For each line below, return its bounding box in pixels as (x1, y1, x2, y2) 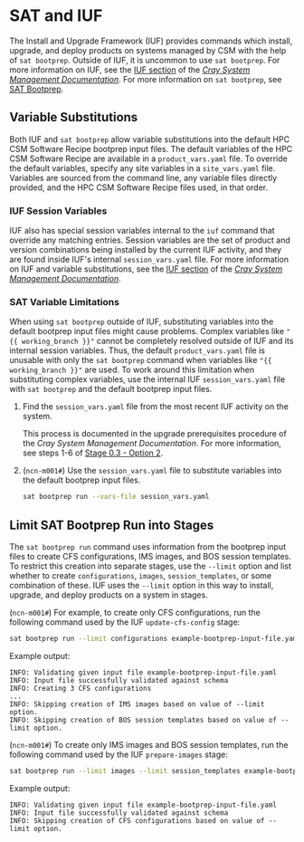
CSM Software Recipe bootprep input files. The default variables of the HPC (9, 143, 293, 154)
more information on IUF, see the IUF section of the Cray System (9, 64, 251, 75)
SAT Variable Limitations (9, 295, 120, 308)
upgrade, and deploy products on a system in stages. (9, 589, 208, 600)
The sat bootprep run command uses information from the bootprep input (9, 541, 287, 552)
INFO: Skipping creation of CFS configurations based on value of (9, 816, 265, 825)
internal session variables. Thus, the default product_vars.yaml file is (9, 345, 265, 356)
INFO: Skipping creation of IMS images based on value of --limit (9, 699, 265, 709)
